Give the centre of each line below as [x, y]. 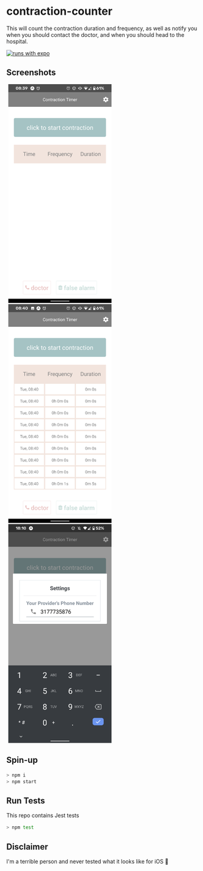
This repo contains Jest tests [43, 816]
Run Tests [26, 801]
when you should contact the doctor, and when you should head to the [95, 34]
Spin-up [22, 760]
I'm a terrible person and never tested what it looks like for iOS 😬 [87, 861]
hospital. [17, 41]
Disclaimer [27, 847]
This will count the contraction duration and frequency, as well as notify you [102, 28]
